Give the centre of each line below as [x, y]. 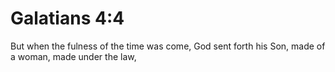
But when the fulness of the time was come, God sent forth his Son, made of [168, 46]
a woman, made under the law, [73, 56]
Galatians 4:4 [67, 18]
